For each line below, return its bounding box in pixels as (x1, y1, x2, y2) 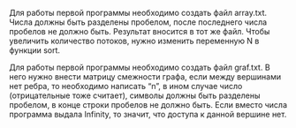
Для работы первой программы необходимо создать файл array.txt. (9, 8, 268, 18)
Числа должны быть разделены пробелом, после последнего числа (9, 17, 268, 27)
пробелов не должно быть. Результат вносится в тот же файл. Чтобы (9, 26, 270, 36)
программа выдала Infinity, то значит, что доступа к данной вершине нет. (9, 109, 287, 119)
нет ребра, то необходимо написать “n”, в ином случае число (9, 81, 243, 91)
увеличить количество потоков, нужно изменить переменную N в (9, 35, 260, 46)
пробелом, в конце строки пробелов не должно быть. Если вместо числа (9, 100, 288, 109)
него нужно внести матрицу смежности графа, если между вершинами (9, 72, 281, 82)
